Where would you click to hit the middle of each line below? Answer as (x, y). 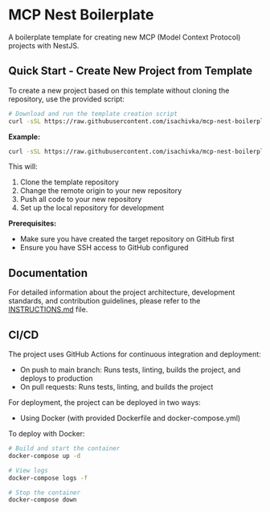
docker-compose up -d (45, 456)
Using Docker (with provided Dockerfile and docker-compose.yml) (130, 418)
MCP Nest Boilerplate (81, 15)
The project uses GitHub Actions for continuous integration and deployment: (135, 354)
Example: (25, 136)
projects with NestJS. (44, 45)
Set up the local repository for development (92, 208)
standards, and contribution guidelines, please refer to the (104, 301)
